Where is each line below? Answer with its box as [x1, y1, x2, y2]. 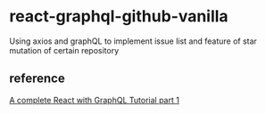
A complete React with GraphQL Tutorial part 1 [9, 94, 180, 105]
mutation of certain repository [9, 45, 120, 55]
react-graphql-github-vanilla [9, 6, 229, 27]
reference [9, 71, 65, 86]
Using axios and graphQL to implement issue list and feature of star [9, 36, 257, 46]
